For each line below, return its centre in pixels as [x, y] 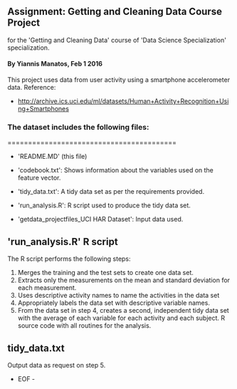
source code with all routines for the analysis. [84, 326]
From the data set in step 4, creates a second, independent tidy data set [123, 311]
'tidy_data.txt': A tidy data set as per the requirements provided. [111, 192]
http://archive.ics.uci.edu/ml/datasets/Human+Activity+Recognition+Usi [123, 101]
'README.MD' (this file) [52, 157]
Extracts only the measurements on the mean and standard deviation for [123, 280]
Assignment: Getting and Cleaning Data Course [115, 12]
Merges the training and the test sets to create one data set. [105, 273]
